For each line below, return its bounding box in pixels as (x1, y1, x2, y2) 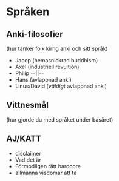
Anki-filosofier (6, 29, 64, 39)
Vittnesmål (6, 100, 49, 110)
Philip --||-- (15, 70, 44, 77)
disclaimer (15, 150, 41, 157)
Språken (6, 5, 50, 19)
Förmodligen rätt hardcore (15, 162, 81, 169)
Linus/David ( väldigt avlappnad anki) (15, 82, 107, 90)
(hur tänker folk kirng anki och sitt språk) (6, 45, 108, 52)
